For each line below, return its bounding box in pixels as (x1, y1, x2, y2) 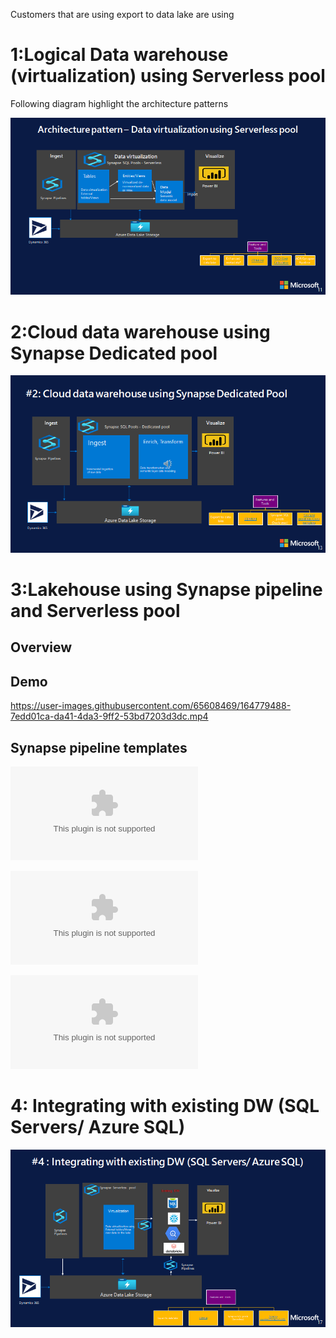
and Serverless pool (10, 600, 181, 623)
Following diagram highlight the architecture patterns (10, 97, 229, 109)
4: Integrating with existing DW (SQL (10, 1095, 320, 1118)
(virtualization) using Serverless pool (10, 65, 326, 88)
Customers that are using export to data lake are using (10, 9, 235, 20)
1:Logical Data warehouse (10, 44, 229, 66)
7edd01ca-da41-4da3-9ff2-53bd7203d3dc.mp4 (10, 710, 209, 723)
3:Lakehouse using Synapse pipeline (10, 579, 323, 601)
